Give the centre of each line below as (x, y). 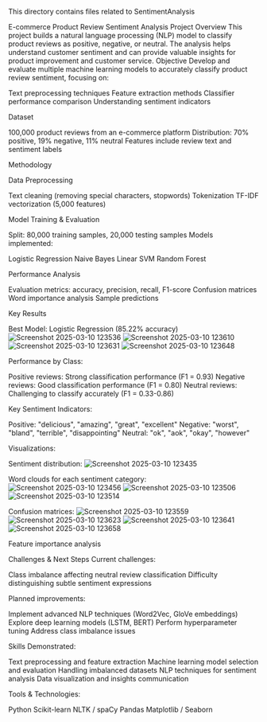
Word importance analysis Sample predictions (83, 298)
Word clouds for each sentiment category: (77, 479)
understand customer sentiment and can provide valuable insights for (122, 52)
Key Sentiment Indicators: (50, 409)
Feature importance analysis (55, 544)
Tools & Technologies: (44, 694)
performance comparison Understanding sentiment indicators (110, 101)
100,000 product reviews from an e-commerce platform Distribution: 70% (128, 132)
